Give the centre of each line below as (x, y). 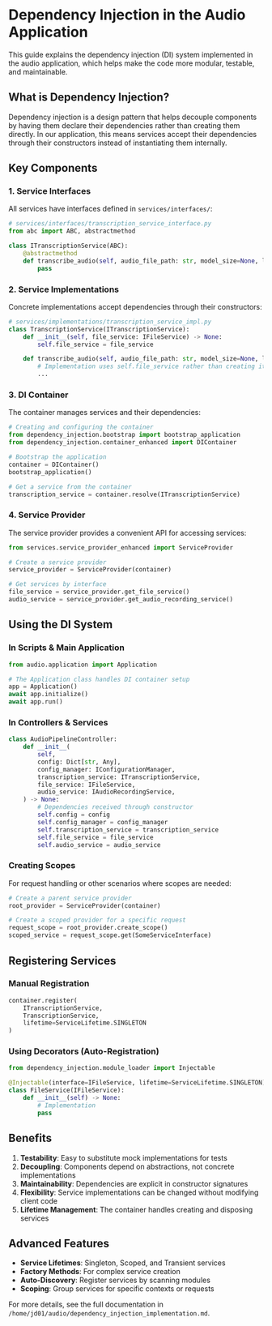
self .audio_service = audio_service (99, 845)
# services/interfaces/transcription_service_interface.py (110, 224)
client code (39, 1200)
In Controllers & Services (58, 722)
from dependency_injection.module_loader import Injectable (112, 1068)
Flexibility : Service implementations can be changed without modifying (139, 1192)
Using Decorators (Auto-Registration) (84, 1051)
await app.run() (36, 702)
